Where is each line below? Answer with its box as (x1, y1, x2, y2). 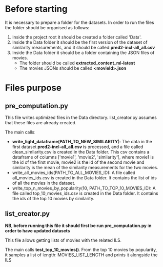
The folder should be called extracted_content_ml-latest (19, 60, 135, 66)
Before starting (5, 3, 68, 15)
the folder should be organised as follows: (5, 24, 90, 30)
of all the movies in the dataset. (12, 180, 76, 186)
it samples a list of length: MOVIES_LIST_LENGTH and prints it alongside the (5, 252, 158, 258)
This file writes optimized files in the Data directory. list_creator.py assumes (5, 114, 157, 120)
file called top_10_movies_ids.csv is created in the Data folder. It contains (12, 190, 159, 196)
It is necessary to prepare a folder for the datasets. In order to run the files (5, 19, 155, 25)
